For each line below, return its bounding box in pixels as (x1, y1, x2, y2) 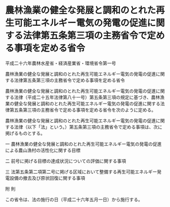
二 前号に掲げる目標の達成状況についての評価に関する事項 (5, 158, 126, 164)
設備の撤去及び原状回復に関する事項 (9, 175, 85, 181)
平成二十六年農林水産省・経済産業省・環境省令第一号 (5, 60, 116, 66)
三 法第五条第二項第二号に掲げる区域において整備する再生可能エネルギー (5, 169, 157, 175)
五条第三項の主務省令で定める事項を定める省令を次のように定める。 (14, 107, 156, 113)
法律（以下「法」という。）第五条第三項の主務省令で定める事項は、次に (14, 124, 163, 130)
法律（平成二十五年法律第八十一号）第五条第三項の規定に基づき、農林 (14, 94, 160, 100)
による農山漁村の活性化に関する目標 (5, 147, 81, 153)
